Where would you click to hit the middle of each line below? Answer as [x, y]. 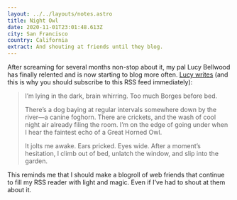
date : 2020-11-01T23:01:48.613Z [55, 27]
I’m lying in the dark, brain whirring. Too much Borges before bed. [121, 96]
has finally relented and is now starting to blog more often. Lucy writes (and [118, 74]
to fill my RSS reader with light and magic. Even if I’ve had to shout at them [116, 182]
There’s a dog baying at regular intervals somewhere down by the [121, 110]
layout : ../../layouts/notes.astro [60, 14]
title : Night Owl [33, 21]
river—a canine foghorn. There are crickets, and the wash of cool [120, 117]
